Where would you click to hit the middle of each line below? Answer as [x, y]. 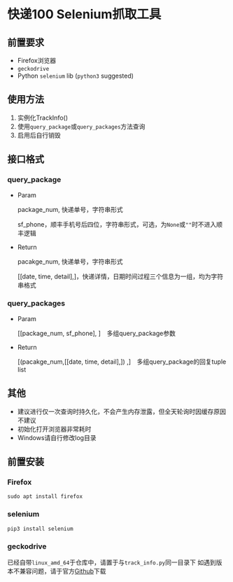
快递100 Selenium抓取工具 [84, 14]
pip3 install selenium [40, 529]
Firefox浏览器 [37, 61]
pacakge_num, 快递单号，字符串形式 [70, 261]
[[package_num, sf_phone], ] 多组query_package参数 [97, 333]
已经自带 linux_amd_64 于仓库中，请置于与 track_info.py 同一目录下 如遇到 [112, 562]
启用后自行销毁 [39, 135]
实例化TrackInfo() [43, 118]
